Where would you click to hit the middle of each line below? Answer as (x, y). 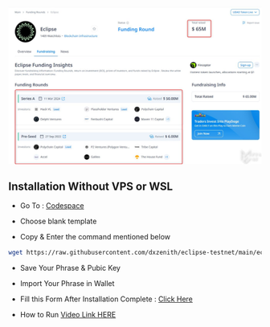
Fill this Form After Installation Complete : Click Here (106, 299)
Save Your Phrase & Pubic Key (70, 268)
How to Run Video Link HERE (68, 315)
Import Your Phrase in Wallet (67, 284)
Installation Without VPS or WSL (91, 186)
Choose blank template (58, 221)
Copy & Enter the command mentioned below (95, 237)
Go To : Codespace (52, 206)
